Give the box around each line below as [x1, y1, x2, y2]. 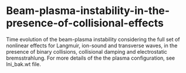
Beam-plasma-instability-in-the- [6, 4, 170, 18]
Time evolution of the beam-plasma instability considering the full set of [6, 36, 180, 43]
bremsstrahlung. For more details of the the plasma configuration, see [6, 54, 175, 61]
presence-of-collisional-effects [6, 16, 164, 30]
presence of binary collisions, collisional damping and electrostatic [6, 48, 167, 55]
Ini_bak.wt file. [6, 60, 41, 68]
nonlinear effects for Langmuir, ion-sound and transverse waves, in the [6, 42, 178, 49]
